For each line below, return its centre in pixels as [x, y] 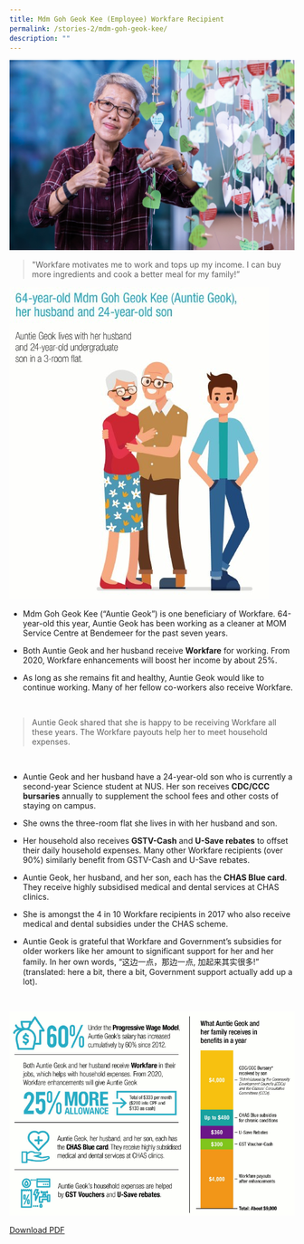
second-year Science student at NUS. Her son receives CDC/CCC [146, 787]
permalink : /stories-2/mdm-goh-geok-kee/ [89, 29]
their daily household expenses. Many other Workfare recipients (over [152, 850]
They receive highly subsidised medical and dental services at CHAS [151, 887]
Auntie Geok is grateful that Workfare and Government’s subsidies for [152, 942]
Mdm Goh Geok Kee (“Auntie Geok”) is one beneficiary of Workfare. [149, 614]
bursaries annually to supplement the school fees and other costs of [150, 796]
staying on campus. [59, 806]
